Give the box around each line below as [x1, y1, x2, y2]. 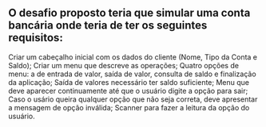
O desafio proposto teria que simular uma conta [8, 6, 251, 20]
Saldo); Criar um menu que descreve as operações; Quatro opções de [8, 60, 240, 70]
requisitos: [8, 31, 64, 44]
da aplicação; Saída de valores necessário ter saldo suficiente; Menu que [8, 77, 250, 87]
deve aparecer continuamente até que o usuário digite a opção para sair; [8, 86, 248, 95]
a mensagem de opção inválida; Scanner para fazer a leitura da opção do [8, 102, 250, 112]
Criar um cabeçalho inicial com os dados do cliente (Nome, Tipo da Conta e [8, 52, 258, 62]
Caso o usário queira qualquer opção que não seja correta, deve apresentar [8, 94, 258, 104]
